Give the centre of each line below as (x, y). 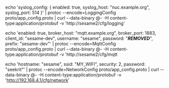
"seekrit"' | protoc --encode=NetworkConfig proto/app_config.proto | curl (82, 69)
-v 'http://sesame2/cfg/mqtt (88, 54)
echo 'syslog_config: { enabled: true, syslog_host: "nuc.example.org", (78, 7)
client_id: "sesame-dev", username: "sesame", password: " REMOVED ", (79, 38)
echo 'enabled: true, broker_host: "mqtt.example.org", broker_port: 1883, (81, 33)
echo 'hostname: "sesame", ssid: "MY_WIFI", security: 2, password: (75, 64)
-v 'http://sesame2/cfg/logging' (92, 23)
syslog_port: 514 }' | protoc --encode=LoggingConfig (61, 13)
